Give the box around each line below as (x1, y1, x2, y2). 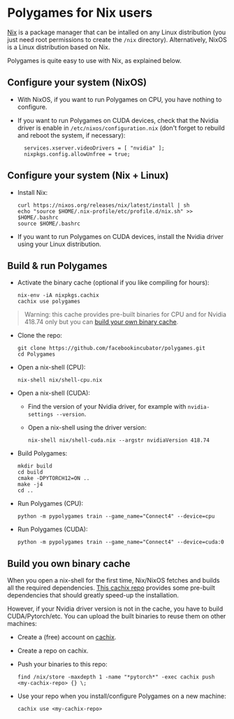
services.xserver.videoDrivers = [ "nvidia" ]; (24, 145, 166, 152)
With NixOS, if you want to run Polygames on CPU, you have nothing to (17, 95, 222, 103)
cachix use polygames (17, 298, 80, 305)
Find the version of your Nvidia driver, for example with (27, 402, 187, 411)
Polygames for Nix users (7, 5, 153, 21)
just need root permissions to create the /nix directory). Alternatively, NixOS (7, 35, 227, 43)
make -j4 (17, 481, 43, 488)
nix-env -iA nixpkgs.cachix (17, 292, 99, 299)
